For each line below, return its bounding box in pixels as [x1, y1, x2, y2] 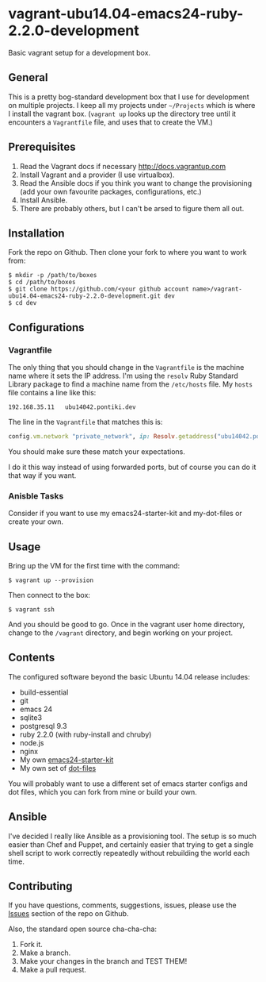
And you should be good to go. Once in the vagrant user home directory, [8, 620, 245, 630]
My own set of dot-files [19, 763, 97, 772]
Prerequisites [8, 141, 76, 154]
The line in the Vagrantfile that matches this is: [8, 418, 163, 427]
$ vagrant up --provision [8, 576, 93, 584]
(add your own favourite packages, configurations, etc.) [19, 187, 202, 196]
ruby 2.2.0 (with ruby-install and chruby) [19, 730, 152, 739]
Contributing [8, 880, 73, 893]
